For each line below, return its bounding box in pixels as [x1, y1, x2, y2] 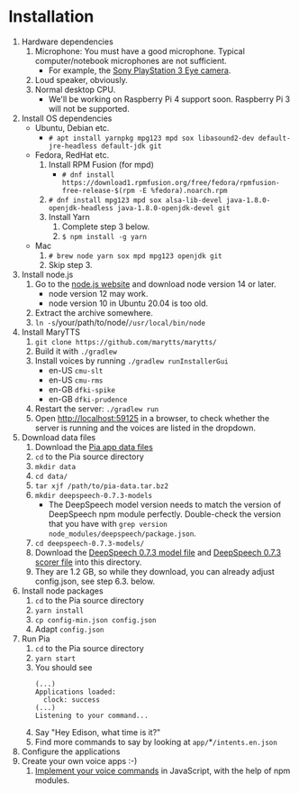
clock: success [42, 695, 101, 705]
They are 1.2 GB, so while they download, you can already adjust [34, 566, 276, 576]
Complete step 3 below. [61, 221, 150, 232]
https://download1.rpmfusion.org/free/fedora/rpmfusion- [61, 178, 280, 187]
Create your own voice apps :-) [21, 755, 138, 766]
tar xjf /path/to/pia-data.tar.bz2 [34, 481, 168, 491]
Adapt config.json [34, 623, 104, 634]
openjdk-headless [48, 203, 113, 213]
